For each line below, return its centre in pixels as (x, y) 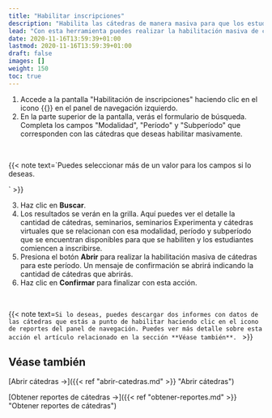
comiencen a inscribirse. (61, 248)
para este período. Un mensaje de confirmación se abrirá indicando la (136, 265)
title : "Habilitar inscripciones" (67, 16)
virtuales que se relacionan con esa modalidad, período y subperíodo (136, 231)
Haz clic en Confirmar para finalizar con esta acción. (108, 282)
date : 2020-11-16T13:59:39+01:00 (65, 38)
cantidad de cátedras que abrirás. (76, 274)
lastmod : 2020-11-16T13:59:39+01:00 (70, 46)
